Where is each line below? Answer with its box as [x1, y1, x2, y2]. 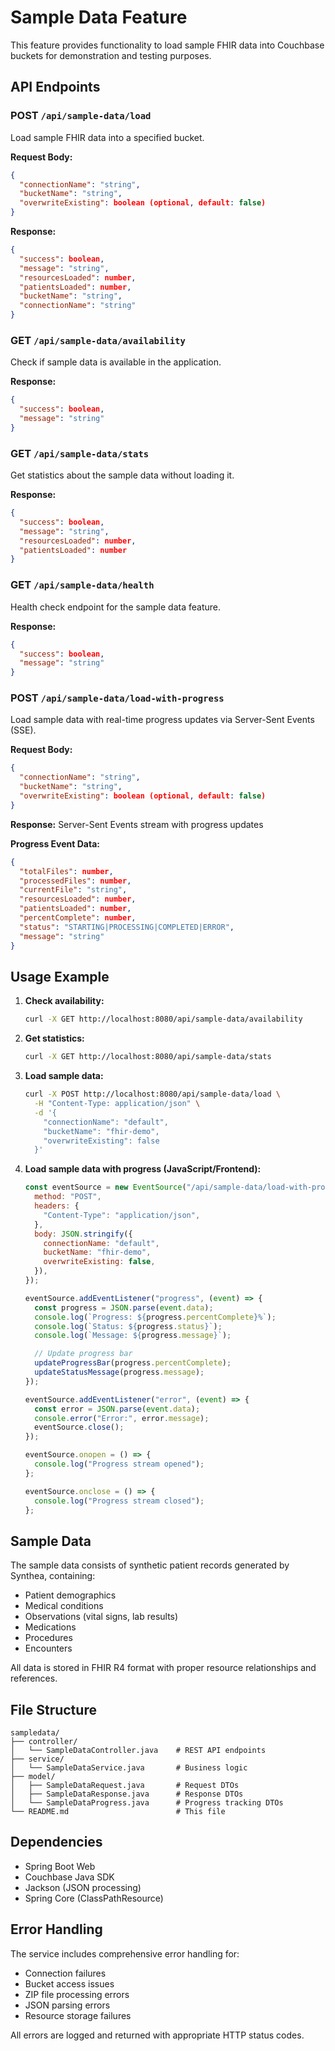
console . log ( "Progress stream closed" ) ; [34, 1496, 205, 1506]
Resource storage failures [24, 2009, 132, 2021]
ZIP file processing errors [24, 1988, 130, 2000]
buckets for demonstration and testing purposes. [10, 49, 212, 61]
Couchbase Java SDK [24, 1871, 115, 1883]
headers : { [34, 1201, 80, 1211]
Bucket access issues [24, 1977, 115, 1990]
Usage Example [10, 968, 110, 985]
